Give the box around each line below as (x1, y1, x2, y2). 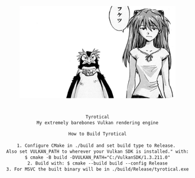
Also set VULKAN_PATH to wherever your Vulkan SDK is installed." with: (6, 149, 189, 155)
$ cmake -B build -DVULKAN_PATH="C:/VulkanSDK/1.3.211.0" (24, 154, 171, 161)
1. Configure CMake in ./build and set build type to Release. (17, 143, 176, 149)
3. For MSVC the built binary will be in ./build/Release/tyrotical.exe (6, 166, 189, 173)
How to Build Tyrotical (68, 131, 127, 137)
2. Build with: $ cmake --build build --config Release (27, 160, 168, 167)
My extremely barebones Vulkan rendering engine (36, 120, 159, 126)
